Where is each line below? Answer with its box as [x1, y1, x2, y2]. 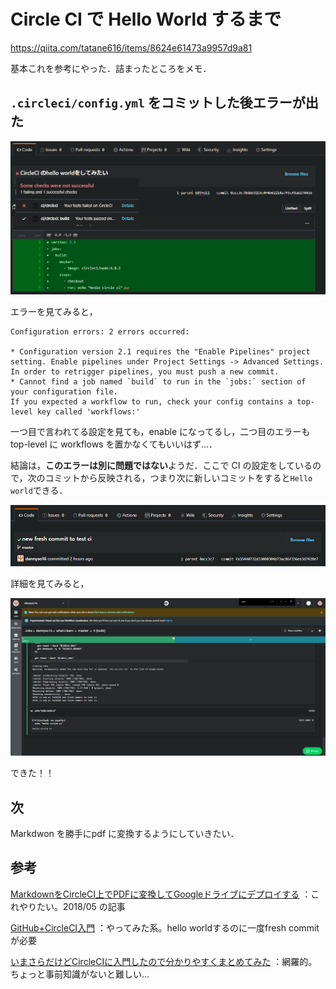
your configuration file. [10, 387, 118, 397]
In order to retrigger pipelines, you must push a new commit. [10, 367, 280, 377]
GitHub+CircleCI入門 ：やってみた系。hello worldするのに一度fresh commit [10, 921, 320, 934]
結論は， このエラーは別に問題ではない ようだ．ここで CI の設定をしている [10, 460, 313, 472]
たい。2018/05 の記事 [36, 900, 126, 912]
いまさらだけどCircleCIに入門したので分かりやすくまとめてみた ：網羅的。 [10, 955, 318, 967]
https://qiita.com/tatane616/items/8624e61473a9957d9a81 [10, 41, 253, 54]
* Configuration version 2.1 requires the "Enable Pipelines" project [10, 347, 311, 357]
